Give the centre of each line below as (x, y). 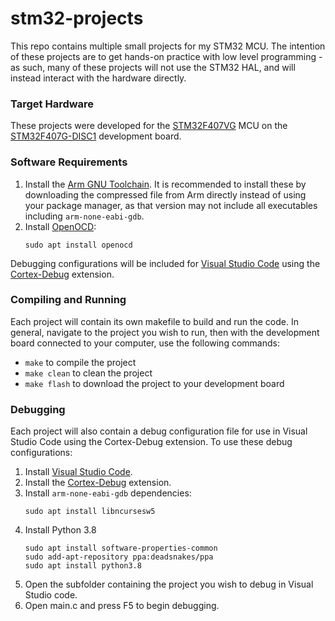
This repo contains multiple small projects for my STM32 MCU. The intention (168, 46)
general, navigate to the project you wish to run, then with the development (165, 332)
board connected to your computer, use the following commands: (145, 343)
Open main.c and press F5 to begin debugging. (122, 606)
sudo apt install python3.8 (83, 566)
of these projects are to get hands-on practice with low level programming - (166, 56)
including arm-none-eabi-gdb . (84, 216)
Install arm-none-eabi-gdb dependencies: (108, 493)
